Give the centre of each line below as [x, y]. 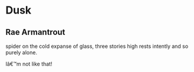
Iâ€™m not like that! [29, 64]
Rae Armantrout [35, 32]
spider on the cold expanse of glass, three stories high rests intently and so [97, 46]
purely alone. [22, 53]
